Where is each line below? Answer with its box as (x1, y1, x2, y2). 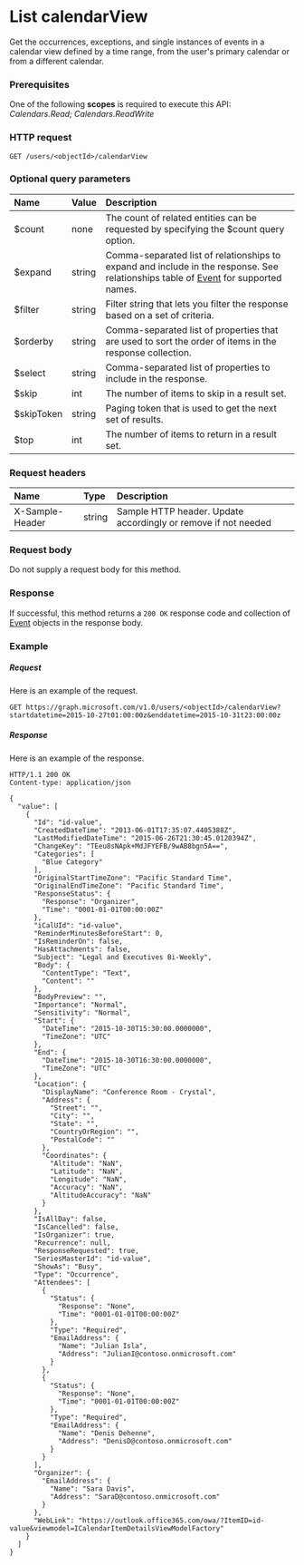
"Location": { (33, 1079, 88, 1089)
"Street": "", (49, 1103, 103, 1113)
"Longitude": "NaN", (49, 1174, 128, 1184)
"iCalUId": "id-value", (33, 920, 124, 930)
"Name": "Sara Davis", (49, 1484, 136, 1493)
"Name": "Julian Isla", (57, 1341, 147, 1350)
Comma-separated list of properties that (105, 324, 279, 336)
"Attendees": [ (33, 1278, 91, 1287)
